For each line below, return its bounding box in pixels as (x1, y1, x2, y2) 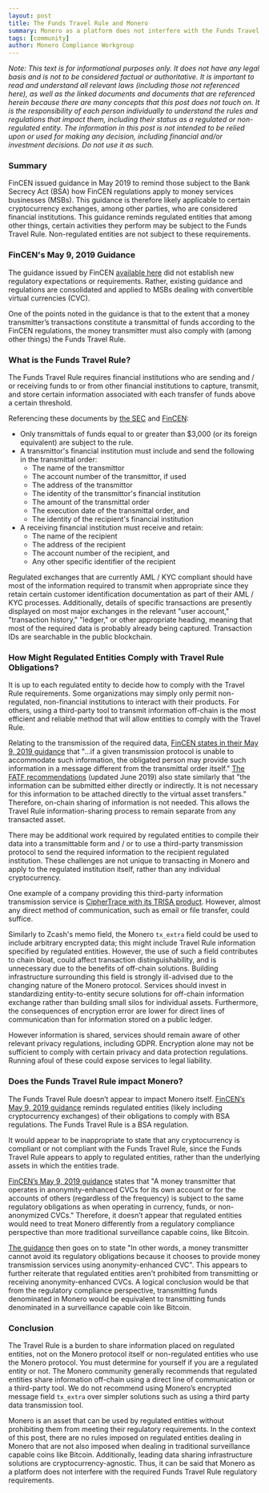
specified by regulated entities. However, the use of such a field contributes (8, 946, 259, 956)
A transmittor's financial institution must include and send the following (19, 446, 255, 456)
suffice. (8, 914, 34, 924)
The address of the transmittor (31, 480, 134, 490)
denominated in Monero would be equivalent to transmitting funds (8, 1293, 227, 1303)
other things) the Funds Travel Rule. (8, 334, 126, 344)
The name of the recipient (31, 531, 118, 541)
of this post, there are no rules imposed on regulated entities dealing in (8, 1432, 242, 1443)
